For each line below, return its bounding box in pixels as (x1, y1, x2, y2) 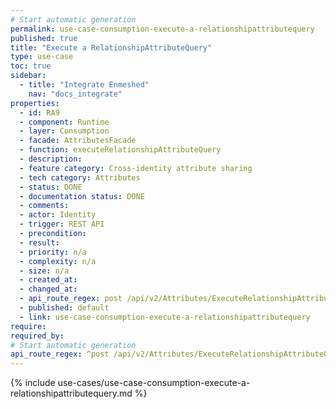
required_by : (10, 331, 65, 341)
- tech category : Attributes (19, 172, 141, 183)
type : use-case (10, 52, 74, 62)
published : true (10, 33, 78, 43)
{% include (10, 377, 56, 389)
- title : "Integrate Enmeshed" (19, 80, 150, 90)
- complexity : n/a (19, 256, 97, 266)
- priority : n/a (19, 247, 87, 257)
